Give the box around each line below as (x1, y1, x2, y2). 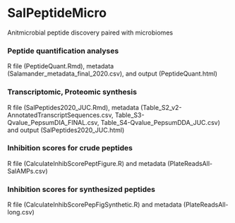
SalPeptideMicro (7, 5, 107, 21)
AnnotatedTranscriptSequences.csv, (7, 111, 114, 119)
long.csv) (7, 208, 35, 217)
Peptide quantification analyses (7, 46, 119, 56)
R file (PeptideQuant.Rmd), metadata (7, 62, 114, 71)
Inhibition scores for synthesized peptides (7, 184, 155, 194)
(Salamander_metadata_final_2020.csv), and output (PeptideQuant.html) (7, 69, 217, 78)
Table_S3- (114, 111, 145, 119)
